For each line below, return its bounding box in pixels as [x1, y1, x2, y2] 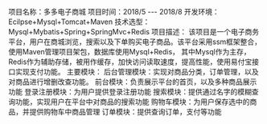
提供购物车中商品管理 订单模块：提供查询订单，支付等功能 [29, 107, 222, 116]
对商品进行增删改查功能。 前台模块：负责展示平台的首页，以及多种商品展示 [8, 77, 257, 86]
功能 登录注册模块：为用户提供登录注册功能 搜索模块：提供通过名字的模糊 [8, 87, 252, 96]
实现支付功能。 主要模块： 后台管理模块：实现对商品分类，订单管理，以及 [14, 67, 259, 76]
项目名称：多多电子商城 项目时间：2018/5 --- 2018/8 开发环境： [8, 7, 220, 16]
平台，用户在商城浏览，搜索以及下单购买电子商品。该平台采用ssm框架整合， [8, 37, 262, 46]
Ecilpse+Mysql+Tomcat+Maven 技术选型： [8, 17, 150, 26]
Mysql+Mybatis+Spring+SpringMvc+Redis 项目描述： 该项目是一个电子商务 [8, 27, 260, 36]
